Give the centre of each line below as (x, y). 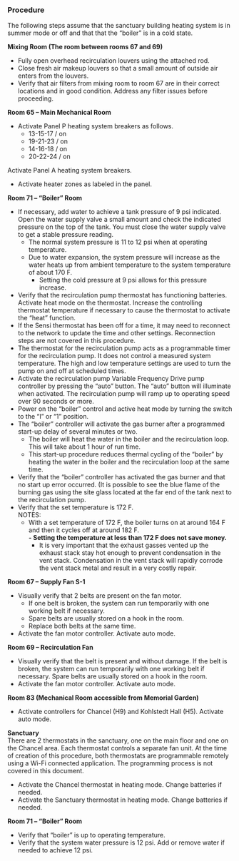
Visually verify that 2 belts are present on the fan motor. (100, 596)
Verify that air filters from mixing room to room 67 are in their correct (118, 83)
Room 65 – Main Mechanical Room (60, 113)
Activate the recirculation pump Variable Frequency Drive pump (111, 379)
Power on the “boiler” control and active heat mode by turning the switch (125, 409)
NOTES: (29, 515)
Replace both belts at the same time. (82, 626)
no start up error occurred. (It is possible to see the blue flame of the (118, 485)
